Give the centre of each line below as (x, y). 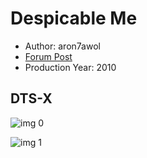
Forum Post (48, 56)
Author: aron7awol (62, 46)
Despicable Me (74, 18)
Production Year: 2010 (70, 67)
